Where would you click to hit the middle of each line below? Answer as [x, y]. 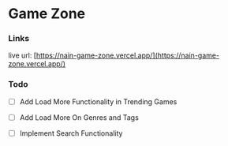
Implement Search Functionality [71, 133]
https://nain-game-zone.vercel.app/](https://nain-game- [127, 55]
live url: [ [22, 55]
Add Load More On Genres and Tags [79, 117]
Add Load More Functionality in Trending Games [98, 101]
